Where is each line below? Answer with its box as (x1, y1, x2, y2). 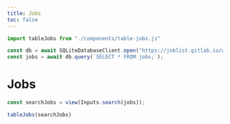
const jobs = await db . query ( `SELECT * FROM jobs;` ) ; (7, 54, 164, 61)
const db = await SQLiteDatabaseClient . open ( (7, 47, 139, 55)
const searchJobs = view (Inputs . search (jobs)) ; (7, 99, 146, 106)
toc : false (7, 16, 38, 23)
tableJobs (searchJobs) (7, 111, 72, 118)
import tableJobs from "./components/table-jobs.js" (7, 35, 161, 42)
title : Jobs (7, 10, 41, 17)
